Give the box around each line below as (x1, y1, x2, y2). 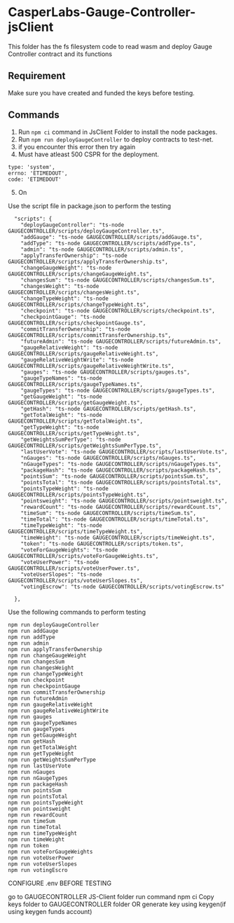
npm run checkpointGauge (8, 683, 81, 690)
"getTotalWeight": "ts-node (20, 411, 102, 418)
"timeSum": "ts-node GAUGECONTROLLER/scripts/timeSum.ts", (20, 510, 197, 517)
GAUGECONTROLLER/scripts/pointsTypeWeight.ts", (8, 491, 150, 498)
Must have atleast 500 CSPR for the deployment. (18, 150, 160, 158)
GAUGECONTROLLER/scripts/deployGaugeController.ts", (8, 227, 165, 235)
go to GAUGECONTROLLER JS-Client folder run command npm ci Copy (8, 892, 214, 901)
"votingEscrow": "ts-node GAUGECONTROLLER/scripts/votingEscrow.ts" (20, 583, 225, 590)
